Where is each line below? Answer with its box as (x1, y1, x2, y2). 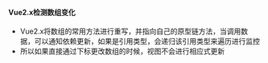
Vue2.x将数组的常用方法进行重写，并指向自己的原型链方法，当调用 (19, 26, 241, 36)
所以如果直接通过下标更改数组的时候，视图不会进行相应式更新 (19, 46, 225, 56)
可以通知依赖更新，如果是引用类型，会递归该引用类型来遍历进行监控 (34, 37, 260, 46)
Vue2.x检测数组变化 (8, 7, 76, 17)
